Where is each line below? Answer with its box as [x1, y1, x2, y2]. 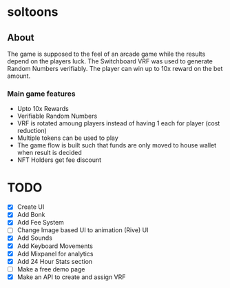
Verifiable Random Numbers [17, 112, 98, 121]
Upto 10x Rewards [17, 105, 69, 113]
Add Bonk [17, 211, 46, 219]
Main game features [7, 89, 76, 99]
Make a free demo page [17, 265, 85, 273]
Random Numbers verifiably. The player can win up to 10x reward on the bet [7, 65, 223, 72]
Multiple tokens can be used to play [17, 134, 118, 142]
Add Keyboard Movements [17, 242, 93, 250]
